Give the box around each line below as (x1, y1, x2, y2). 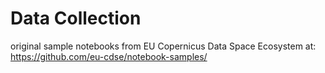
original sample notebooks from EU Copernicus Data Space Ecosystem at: (10, 40, 317, 52)
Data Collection (10, 7, 142, 30)
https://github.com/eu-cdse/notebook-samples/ (10, 50, 208, 62)
